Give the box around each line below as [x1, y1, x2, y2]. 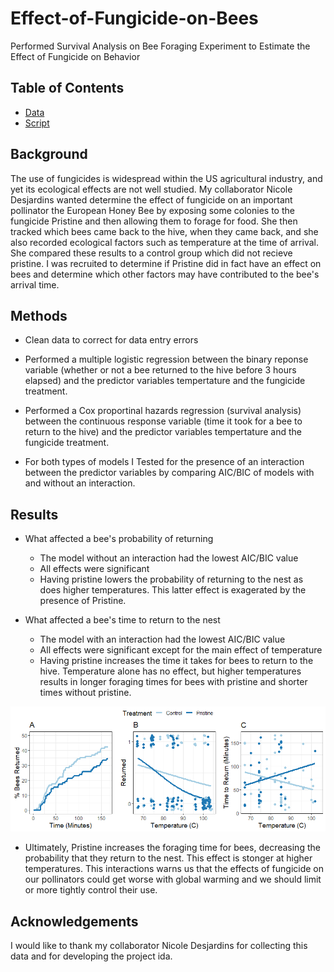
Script [24, 117, 50, 129]
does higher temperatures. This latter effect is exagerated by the [39, 584, 307, 596]
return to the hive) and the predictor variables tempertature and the [24, 426, 303, 438]
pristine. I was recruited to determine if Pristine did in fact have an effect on [10, 257, 322, 269]
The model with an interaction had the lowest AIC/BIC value [39, 633, 286, 646]
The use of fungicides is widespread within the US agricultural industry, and [10, 172, 323, 184]
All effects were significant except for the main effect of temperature [39, 644, 323, 656]
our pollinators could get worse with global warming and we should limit [24, 873, 322, 886]
